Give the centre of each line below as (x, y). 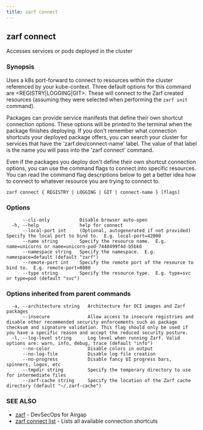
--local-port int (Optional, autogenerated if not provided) (106, 231)
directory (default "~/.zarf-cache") (54, 386)
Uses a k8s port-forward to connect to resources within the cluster (90, 80)
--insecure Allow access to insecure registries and (108, 317)
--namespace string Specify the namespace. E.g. (89, 252)
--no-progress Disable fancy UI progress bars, (97, 360)
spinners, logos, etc (34, 365)
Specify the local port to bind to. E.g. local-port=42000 (84, 236)
